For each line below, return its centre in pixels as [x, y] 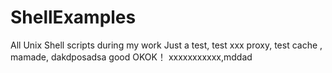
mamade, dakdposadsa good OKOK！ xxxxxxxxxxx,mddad [131, 57]
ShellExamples [73, 17]
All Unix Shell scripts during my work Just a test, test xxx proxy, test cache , [166, 45]
